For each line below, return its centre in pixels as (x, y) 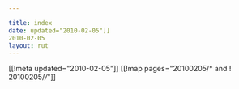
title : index (30, 23)
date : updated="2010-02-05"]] (60, 30)
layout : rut (28, 45)
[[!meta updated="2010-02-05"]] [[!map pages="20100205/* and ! (120, 69)
